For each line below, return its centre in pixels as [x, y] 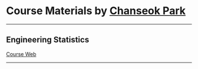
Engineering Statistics [48, 40]
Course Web [21, 54]
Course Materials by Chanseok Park [96, 11]
